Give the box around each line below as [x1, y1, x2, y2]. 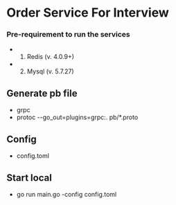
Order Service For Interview [6, 5, 169, 21]
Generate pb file [6, 87, 78, 99]
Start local [6, 172, 53, 184]
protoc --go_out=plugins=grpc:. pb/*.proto [16, 113, 139, 122]
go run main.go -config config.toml [16, 190, 117, 198]
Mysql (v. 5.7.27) [26, 67, 74, 75]
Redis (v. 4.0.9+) [26, 53, 74, 61]
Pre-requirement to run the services [6, 30, 131, 39]
